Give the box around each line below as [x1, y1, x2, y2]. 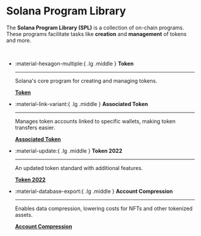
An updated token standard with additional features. [14, 164, 144, 171]
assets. [14, 211, 33, 218]
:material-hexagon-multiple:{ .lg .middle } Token [14, 60, 134, 67]
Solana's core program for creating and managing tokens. [14, 77, 157, 84]
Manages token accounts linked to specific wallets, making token [14, 117, 176, 125]
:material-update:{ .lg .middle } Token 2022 [14, 147, 123, 154]
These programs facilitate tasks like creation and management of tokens [6, 30, 187, 37]
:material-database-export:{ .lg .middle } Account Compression [14, 187, 173, 195]
